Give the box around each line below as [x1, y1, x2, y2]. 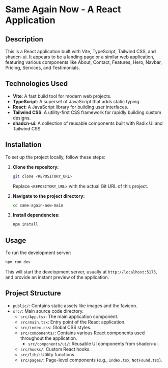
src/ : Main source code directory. [12, 308, 84, 314]
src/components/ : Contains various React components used [20, 330, 145, 336]
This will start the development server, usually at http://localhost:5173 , [5, 268, 157, 274]
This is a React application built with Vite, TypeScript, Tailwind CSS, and [5, 49, 156, 54]
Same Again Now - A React [5, 4, 121, 15]
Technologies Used [5, 79, 68, 88]
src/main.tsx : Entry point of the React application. [20, 318, 126, 325]
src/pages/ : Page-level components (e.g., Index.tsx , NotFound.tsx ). [20, 357, 162, 363]
